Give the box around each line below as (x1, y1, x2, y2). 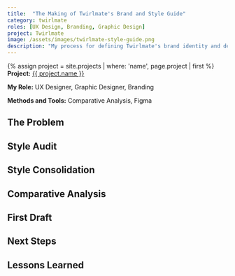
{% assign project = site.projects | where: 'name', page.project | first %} (7, 62, 215, 70)
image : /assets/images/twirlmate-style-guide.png (7, 36, 155, 43)
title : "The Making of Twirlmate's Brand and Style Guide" (7, 10, 187, 17)
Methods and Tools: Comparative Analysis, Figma (7, 96, 152, 105)
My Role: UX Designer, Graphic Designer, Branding (7, 83, 155, 91)
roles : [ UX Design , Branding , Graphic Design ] (7, 23, 145, 30)
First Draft (7, 211, 52, 224)
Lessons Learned (7, 259, 84, 271)
